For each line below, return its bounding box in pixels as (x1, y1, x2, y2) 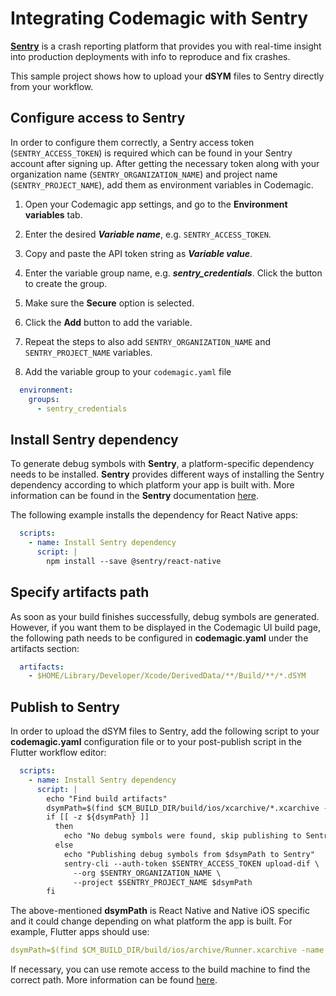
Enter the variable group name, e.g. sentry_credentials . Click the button (24, 267, 323, 279)
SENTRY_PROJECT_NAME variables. (24, 346, 153, 358)
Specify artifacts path (10, 584, 150, 601)
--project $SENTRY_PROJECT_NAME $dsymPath (73, 877, 253, 887)
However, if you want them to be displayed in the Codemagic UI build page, (10, 621, 322, 633)
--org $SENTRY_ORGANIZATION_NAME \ (73, 868, 222, 878)
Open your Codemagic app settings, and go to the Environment (24, 198, 288, 210)
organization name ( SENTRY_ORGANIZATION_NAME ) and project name (10, 168, 278, 180)
